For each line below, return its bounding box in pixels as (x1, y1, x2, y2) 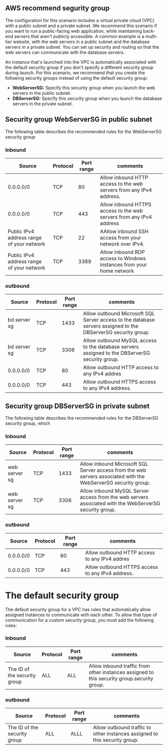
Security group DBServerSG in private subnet (5, 402, 150, 410)
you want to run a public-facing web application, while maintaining (5, 28, 142, 34)
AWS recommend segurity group (5, 4, 110, 13)
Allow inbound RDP (99, 248, 145, 255)
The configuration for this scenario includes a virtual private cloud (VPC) (5, 17, 155, 23)
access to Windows (99, 255, 146, 262)
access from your (99, 234, 141, 241)
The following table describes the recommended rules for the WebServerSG (5, 128, 162, 134)
